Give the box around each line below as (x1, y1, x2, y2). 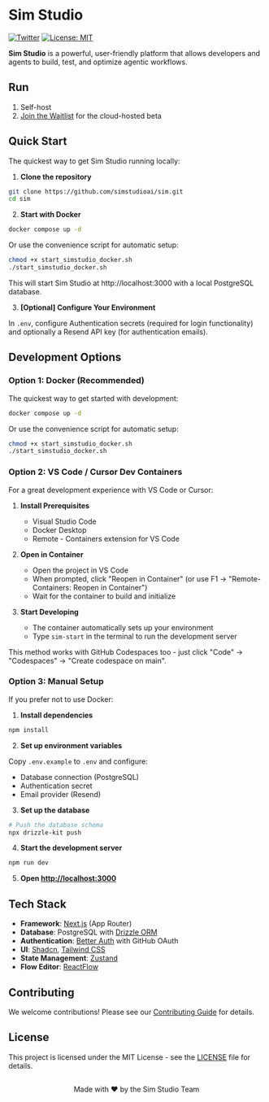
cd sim (8, 195, 31, 203)
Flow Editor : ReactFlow (20, 962, 99, 972)
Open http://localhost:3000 (20, 873, 116, 883)
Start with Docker (20, 210, 81, 220)
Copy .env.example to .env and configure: (8, 756, 148, 766)
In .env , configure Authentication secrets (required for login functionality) (8, 318, 254, 328)
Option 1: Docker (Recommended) (8, 375, 145, 386)
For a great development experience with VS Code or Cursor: (8, 485, 214, 494)
